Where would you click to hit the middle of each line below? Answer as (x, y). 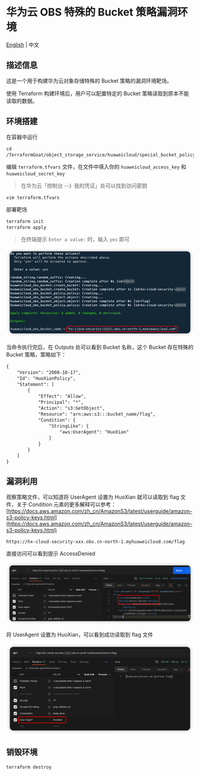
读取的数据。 (22, 101)
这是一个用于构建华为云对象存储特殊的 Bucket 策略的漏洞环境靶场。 (89, 80)
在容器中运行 (22, 137)
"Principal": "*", (61, 402)
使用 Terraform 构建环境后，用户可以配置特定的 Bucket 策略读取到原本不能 (98, 93)
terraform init (25, 221)
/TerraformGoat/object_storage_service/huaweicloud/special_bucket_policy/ (102, 155)
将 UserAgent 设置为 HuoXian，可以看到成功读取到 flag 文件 (80, 634)
